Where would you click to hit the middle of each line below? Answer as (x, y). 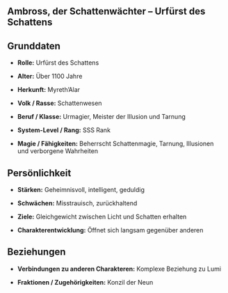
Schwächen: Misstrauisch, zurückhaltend (77, 203)
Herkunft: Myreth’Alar (49, 90)
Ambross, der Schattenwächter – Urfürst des (106, 11)
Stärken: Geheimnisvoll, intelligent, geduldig (81, 190)
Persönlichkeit (39, 173)
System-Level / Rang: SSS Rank (64, 130)
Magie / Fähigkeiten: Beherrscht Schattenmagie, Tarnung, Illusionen (115, 144)
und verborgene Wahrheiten (58, 151)
